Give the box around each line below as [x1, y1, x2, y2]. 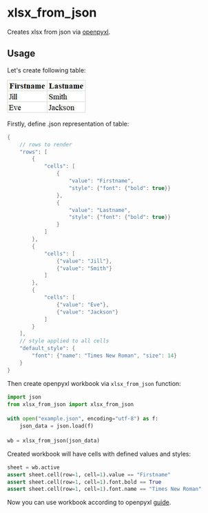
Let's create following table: [7, 66, 86, 74]
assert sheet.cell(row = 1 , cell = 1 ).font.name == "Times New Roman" [7, 485, 202, 493]
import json [7, 394, 41, 400]
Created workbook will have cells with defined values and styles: [7, 449, 191, 458]
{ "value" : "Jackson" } [56, 309, 118, 316]
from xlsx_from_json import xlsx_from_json [7, 400, 134, 408]
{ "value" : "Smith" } [56, 264, 112, 272]
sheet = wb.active [7, 464, 60, 471]
